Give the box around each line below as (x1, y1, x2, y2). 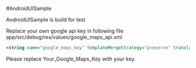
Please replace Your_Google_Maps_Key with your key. (6, 55, 136, 62)
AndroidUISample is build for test (6, 16, 86, 23)
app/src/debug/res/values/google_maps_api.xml (6, 34, 123, 40)
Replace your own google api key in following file (6, 27, 124, 34)
